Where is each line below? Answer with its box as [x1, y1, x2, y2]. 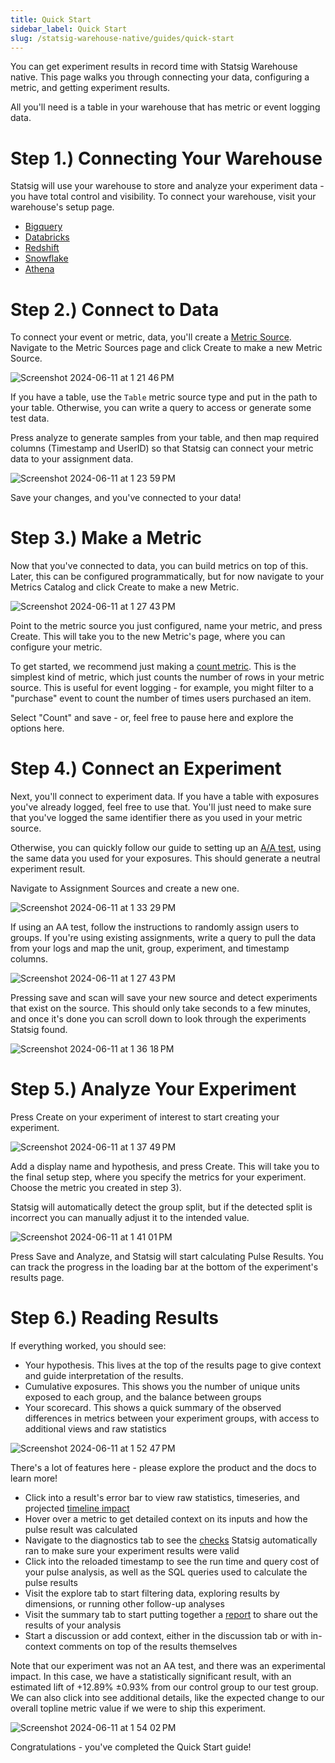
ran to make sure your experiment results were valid [24, 1545, 240, 1556]
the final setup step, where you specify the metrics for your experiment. [10, 1171, 307, 1183]
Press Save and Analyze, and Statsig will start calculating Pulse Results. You [10, 1251, 324, 1263]
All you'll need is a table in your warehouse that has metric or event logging [10, 101, 321, 113]
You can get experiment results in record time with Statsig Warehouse [10, 61, 298, 73]
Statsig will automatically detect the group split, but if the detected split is [10, 1201, 313, 1213]
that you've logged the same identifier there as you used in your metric [10, 812, 303, 824]
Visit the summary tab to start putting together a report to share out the [24, 1609, 318, 1620]
